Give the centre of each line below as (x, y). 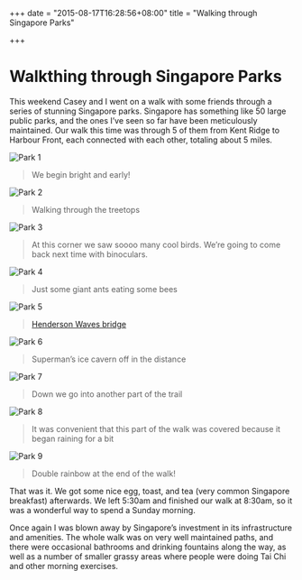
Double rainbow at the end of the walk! (103, 474)
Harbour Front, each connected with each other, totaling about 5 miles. (141, 140)
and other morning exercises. (64, 566)
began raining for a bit (73, 438)
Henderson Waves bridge (79, 324)
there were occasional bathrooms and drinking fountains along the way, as (148, 547)
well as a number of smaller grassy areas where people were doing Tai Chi (148, 556)
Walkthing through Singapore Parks (146, 77)
